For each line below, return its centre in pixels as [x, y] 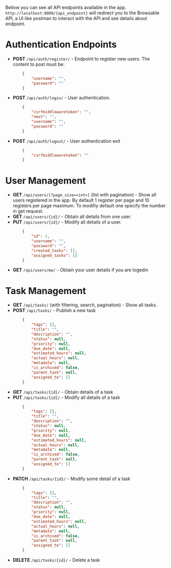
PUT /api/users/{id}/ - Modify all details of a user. [67, 222]
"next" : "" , [44, 117]
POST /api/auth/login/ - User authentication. [62, 98]
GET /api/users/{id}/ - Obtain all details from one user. [72, 217]
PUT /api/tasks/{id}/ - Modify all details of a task [66, 397]
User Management [46, 181]
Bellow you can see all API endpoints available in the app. [66, 7]
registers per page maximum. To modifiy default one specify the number [89, 206]
